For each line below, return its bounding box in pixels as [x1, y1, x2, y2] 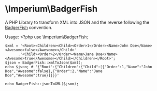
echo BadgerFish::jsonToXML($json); [5, 81, 79, 86]
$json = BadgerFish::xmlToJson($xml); [5, 60, 83, 65]
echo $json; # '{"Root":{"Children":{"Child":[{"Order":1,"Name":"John [5, 64, 152, 69]
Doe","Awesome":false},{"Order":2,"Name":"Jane [5, 69, 103, 74]
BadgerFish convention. [5, 24, 53, 30]
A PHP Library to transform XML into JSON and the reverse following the [5, 19, 150, 25]
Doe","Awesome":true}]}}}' [5, 73, 59, 78]
